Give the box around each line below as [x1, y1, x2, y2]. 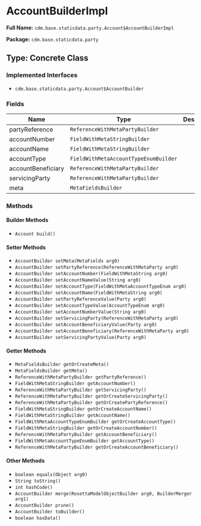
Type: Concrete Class [6, 53, 89, 64]
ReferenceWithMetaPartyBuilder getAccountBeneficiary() [14, 432, 157, 438]
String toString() [14, 478, 61, 484]
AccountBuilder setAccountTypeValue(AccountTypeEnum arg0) [14, 303, 166, 309]
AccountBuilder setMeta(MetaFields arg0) [14, 258, 120, 264]
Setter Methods [6, 244, 46, 251]
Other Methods [6, 457, 45, 464]
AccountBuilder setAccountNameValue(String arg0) [14, 277, 142, 283]
